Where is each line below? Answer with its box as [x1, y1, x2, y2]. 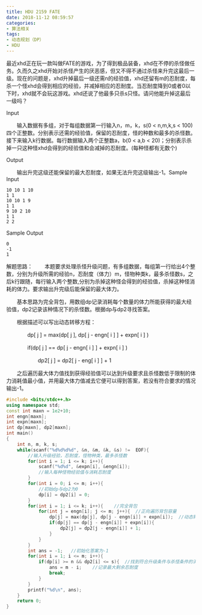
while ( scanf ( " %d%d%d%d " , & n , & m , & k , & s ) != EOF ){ [17, 447, 149, 453]
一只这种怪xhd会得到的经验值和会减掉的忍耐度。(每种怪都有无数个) [11, 144, 177, 151]
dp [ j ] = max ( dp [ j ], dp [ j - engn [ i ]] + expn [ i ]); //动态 [49, 514, 194, 521]
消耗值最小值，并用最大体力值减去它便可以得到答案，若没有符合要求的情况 [11, 377, 196, 384]
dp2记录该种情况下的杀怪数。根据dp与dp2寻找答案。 [22, 305, 153, 313]
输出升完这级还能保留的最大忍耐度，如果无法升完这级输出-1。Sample [16, 168, 188, 176]
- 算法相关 [6, 25, 30, 32]
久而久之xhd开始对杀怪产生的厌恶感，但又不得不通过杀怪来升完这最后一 [16, 67, 195, 74]
